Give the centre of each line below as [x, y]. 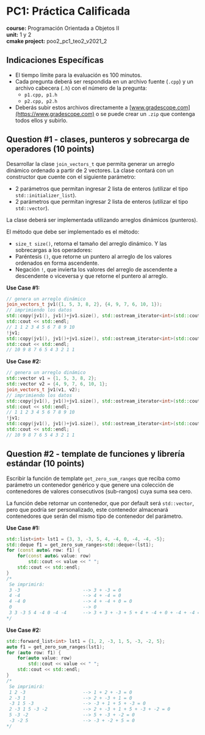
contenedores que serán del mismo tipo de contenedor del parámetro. [95, 516]
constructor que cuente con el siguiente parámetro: [71, 177]
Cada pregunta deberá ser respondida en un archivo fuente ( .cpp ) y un [104, 81]
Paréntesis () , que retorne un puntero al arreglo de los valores [93, 256]
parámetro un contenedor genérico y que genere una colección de [90, 485]
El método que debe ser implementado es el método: [73, 231]
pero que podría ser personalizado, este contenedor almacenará [87, 509]
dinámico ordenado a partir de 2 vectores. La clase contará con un [90, 170]
